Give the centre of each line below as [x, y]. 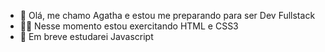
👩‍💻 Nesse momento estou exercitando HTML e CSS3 [129, 26]
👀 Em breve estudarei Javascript [86, 36]
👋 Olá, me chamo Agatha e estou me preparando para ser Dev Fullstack [167, 15]
